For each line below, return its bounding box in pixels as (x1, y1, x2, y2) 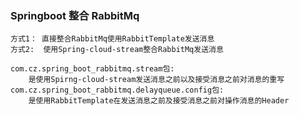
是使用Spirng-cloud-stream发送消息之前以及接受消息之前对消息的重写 (28, 75, 285, 85)
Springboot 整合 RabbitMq (10, 8, 140, 22)
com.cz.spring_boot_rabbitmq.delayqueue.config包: (10, 85, 225, 96)
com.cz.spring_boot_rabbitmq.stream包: (10, 64, 175, 74)
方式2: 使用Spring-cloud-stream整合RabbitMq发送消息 (10, 45, 224, 55)
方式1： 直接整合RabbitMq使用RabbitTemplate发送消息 (10, 34, 215, 44)
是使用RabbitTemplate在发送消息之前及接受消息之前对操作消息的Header (28, 96, 290, 106)
